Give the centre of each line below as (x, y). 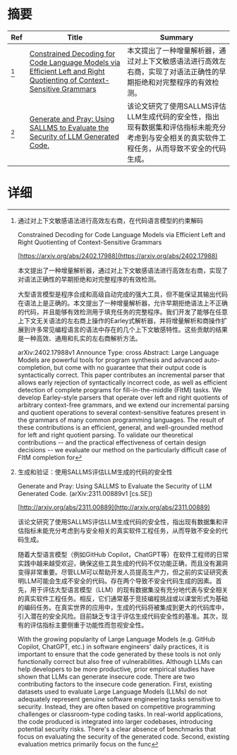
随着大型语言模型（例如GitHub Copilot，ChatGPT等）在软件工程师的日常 (123, 554)
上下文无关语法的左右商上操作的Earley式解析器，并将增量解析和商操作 (119, 320)
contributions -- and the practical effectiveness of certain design (112, 442)
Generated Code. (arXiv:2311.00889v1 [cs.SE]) (85, 493)
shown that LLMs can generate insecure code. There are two (106, 676)
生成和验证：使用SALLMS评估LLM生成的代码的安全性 (95, 472)
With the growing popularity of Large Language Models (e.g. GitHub (116, 639)
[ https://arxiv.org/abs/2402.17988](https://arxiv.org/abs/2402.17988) (117, 255)
